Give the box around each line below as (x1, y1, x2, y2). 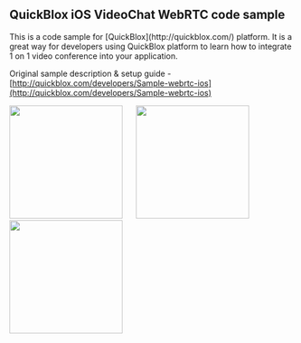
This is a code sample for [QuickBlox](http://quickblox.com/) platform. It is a (9, 31, 292, 42)
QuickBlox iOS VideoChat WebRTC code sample (9, 7, 286, 23)
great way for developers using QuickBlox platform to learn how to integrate (9, 41, 292, 52)
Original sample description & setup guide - (9, 68, 172, 79)
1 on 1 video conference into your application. (9, 50, 178, 62)
